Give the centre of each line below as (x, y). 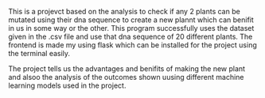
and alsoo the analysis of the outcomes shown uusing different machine (126, 77)
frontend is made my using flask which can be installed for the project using (132, 45)
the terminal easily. (39, 53)
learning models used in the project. (67, 85)
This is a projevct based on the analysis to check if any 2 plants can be (124, 11)
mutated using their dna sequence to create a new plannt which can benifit (131, 20)
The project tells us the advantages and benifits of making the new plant (127, 69)
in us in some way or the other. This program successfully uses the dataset (131, 28)
